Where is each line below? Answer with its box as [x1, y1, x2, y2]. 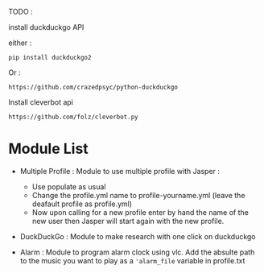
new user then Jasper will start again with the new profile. [31, 216, 225, 225]
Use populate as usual [31, 181, 106, 192]
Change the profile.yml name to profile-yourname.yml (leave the [31, 190, 245, 200]
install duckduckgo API [8, 23, 85, 31]
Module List [8, 140, 89, 158]
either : [8, 38, 32, 48]
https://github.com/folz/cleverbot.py [8, 113, 138, 121]
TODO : [8, 7, 34, 16]
